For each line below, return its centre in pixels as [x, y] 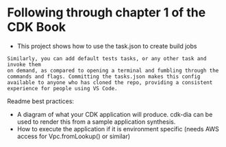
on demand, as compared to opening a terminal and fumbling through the [113, 70]
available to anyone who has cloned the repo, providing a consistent [110, 82]
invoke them [24, 64]
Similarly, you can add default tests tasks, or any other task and [107, 58]
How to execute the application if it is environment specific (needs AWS [118, 129]
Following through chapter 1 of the [106, 13]
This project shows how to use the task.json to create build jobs [107, 46]
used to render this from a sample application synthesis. [96, 122]
